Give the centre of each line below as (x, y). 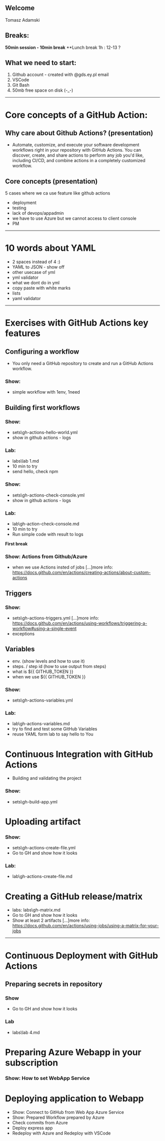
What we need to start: (41, 63)
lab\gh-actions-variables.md (41, 724)
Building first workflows (42, 408)
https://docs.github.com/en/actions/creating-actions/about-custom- (81, 572)
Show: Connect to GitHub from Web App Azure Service (68, 1112)
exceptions (23, 634)
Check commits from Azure (40, 1122)
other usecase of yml (34, 272)
